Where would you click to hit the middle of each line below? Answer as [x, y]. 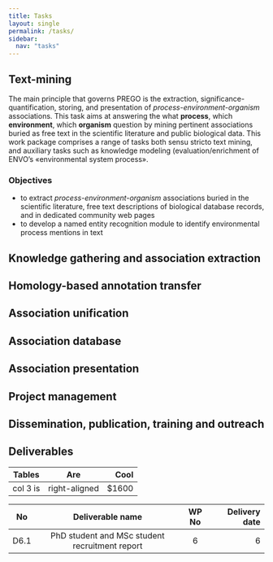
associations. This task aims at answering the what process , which [121, 115]
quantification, [32, 107]
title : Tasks [30, 16]
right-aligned [73, 488]
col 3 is [26, 488]
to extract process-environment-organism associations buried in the [134, 198]
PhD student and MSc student [107, 535]
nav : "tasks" [38, 46]
